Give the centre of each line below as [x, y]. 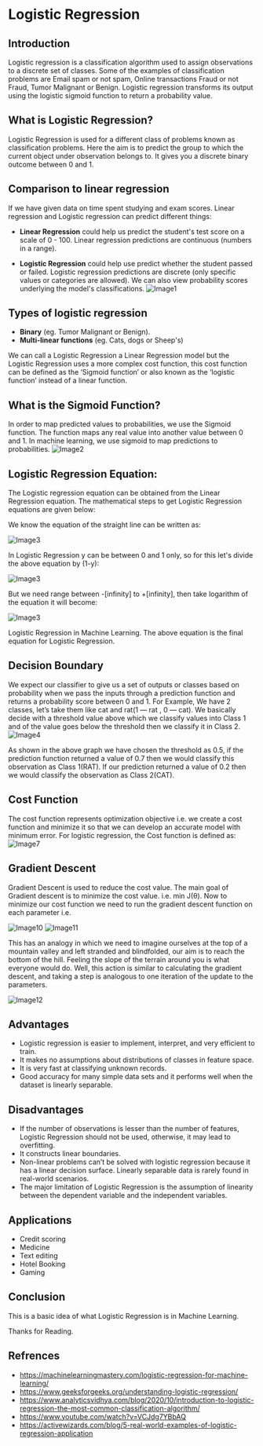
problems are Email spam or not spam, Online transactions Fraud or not [124, 79]
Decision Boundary [56, 666]
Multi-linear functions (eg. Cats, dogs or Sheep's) [101, 340]
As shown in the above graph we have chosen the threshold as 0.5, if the [126, 750]
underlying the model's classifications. [82, 288]
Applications [40, 1220]
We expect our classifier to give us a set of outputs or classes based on [124, 684]
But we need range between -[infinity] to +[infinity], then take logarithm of [128, 594]
